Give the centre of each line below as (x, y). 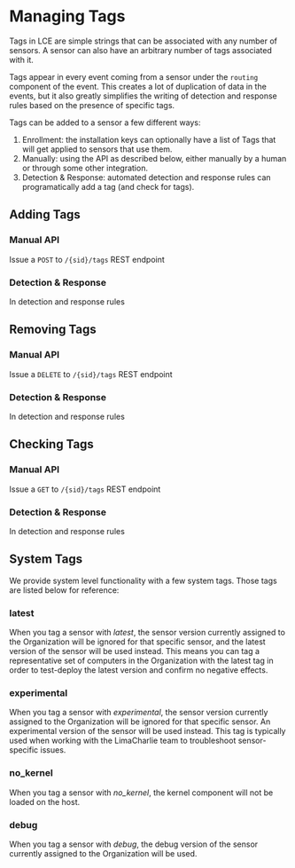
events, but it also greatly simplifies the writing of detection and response (143, 96)
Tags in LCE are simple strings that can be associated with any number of (143, 41)
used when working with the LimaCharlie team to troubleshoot (123, 741)
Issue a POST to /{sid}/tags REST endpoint (87, 259)
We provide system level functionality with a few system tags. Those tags (143, 580)
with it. (21, 59)
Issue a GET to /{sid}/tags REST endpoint (85, 489)
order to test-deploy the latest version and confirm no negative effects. (139, 670)
